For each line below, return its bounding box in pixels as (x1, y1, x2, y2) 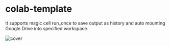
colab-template (5, 3, 72, 15)
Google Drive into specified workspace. (5, 25, 89, 31)
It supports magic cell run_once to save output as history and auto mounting (5, 20, 165, 26)
